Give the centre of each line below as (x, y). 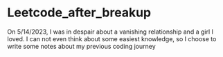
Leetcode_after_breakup (79, 13)
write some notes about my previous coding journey (81, 46)
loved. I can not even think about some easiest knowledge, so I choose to (112, 38)
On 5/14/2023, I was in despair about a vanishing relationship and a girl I (110, 32)
